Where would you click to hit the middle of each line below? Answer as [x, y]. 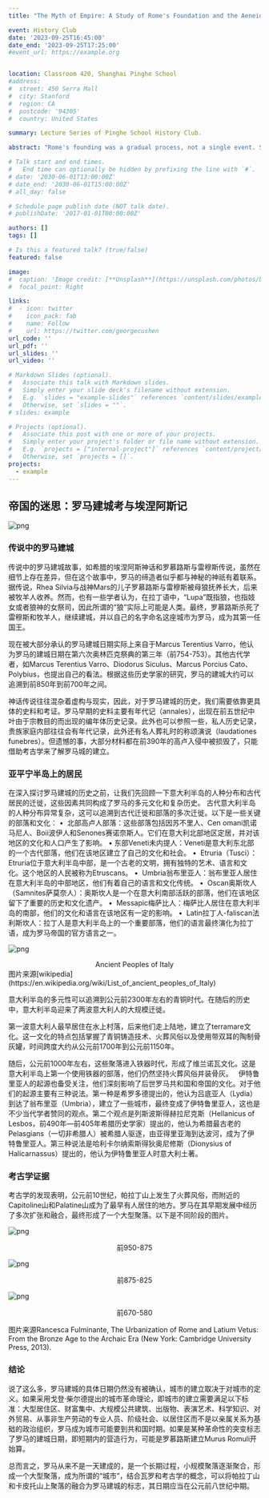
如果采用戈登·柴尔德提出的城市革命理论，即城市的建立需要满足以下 [132, 1399]
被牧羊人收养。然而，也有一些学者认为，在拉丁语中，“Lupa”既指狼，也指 [128, 596]
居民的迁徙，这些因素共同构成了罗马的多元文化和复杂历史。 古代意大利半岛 [132, 802]
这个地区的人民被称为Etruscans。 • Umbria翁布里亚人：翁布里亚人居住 [140, 873]
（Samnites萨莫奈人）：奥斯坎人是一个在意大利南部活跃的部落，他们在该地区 [134, 893]
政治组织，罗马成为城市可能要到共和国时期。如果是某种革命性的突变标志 [141, 1428]
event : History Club [43, 30]
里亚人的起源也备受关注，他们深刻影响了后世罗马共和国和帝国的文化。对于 [131, 1083]
